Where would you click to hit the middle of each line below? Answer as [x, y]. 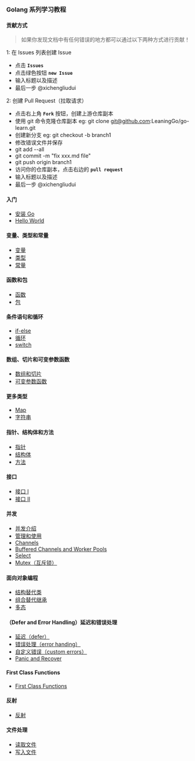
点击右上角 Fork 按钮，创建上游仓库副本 [64, 113]
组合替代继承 [31, 600]
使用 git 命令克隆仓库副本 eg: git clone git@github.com [82, 121]
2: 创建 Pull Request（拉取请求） [47, 101]
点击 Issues [29, 65]
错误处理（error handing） [48, 645]
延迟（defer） [32, 637]
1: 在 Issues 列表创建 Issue [39, 53]
